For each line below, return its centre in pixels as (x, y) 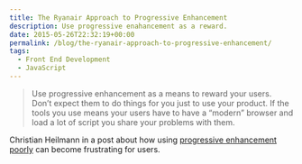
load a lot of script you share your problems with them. (133, 122)
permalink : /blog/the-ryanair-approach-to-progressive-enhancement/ (141, 43)
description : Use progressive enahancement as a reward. (119, 26)
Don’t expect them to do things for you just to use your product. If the (160, 103)
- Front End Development (64, 59)
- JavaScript (42, 68)
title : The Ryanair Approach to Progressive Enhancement (119, 18)
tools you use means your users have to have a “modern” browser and (162, 113)
